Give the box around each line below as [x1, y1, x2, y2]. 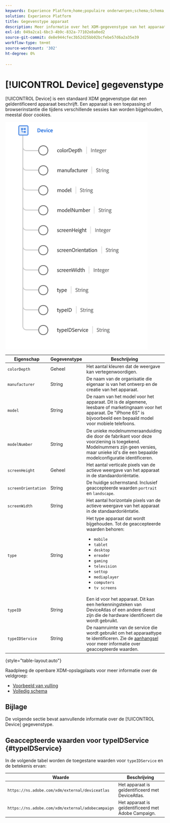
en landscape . [86, 490, 115, 497]
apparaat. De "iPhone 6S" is [86, 410, 145, 416]
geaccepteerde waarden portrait [86, 485, 157, 491]
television [94, 564, 117, 569]
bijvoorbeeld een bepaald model [86, 415, 154, 421]
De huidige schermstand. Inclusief [86, 480, 158, 486]
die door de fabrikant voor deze [86, 433, 152, 439]
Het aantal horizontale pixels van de [86, 498, 161, 504]
